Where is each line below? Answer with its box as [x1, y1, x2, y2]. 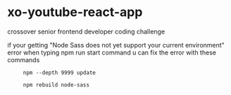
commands [7, 55, 40, 64]
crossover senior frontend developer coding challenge [7, 27, 166, 36]
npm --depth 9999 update [23, 69, 96, 76]
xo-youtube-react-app [7, 4, 143, 20]
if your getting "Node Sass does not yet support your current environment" [7, 41, 225, 49]
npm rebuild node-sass [23, 81, 90, 88]
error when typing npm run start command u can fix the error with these [7, 48, 217, 57]
